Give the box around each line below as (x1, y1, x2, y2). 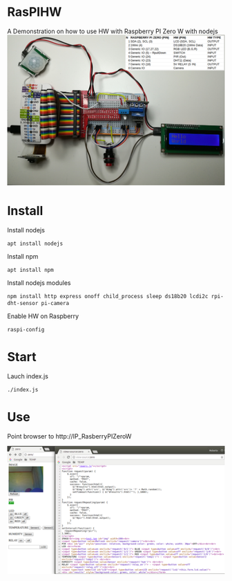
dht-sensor (7, 299, 39, 306)
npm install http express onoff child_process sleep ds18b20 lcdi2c (7, 293, 209, 299)
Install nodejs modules (7, 278, 71, 287)
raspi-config (7, 326, 45, 333)
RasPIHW (7, 4, 62, 20)
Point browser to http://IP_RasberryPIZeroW (7, 432, 132, 440)
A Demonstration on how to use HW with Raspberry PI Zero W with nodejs (7, 27, 219, 35)
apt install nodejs (7, 240, 64, 247)
